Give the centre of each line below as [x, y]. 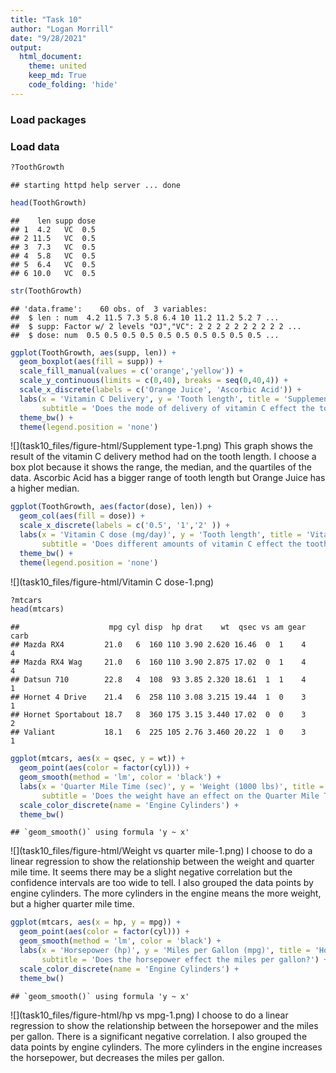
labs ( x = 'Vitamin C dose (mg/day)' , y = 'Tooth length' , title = [160, 535]
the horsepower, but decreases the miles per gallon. [117, 1057]
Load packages [48, 119]
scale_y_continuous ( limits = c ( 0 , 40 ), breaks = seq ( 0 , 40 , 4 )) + [154, 381]
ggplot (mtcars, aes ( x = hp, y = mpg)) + [96, 922]
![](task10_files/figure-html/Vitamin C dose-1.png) [112, 582]
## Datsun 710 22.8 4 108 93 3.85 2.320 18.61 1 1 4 [158, 680]
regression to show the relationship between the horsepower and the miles [164, 1025]
